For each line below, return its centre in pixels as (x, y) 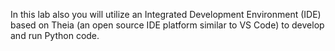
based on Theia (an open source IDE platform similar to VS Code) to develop (167, 25)
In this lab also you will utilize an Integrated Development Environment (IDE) (166, 14)
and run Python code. (55, 35)
